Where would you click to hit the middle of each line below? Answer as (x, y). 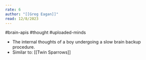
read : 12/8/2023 (22, 19)
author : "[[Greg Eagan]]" (32, 14)
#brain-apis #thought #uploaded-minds (46, 33)
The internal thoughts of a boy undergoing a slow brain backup (76, 42)
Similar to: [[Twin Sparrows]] (41, 52)
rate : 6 (13, 10)
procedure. (24, 47)
